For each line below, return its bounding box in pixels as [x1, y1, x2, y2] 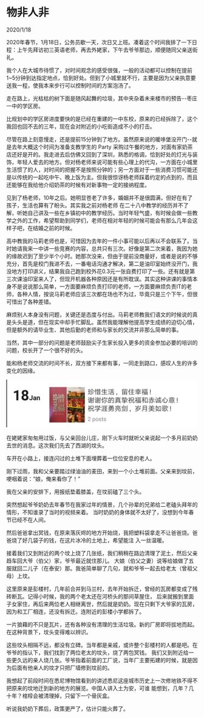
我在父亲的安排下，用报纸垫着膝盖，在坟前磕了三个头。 [6, 488, 144, 495]
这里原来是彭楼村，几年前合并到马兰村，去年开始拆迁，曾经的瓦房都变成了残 [6, 585, 198, 592]
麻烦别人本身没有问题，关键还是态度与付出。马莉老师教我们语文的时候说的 [6, 311, 192, 318]
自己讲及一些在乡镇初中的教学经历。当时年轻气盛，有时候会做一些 [27, 209, 192, 216]
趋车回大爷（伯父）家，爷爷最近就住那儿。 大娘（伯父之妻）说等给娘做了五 [6, 557, 194, 564]
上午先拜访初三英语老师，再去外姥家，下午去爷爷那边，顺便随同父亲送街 [16, 46, 198, 53]
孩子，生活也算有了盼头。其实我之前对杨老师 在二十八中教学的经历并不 [6, 202, 183, 209]
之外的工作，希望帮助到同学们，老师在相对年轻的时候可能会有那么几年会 [11, 217, 192, 224]
